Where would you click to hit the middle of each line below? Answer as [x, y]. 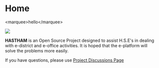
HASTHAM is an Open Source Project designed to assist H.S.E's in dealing [79, 40]
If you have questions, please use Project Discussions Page [64, 60]
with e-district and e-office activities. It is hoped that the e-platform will [76, 45]
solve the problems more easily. [37, 51]
